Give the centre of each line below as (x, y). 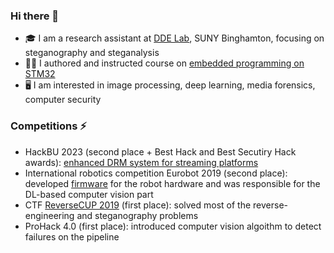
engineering (49, 215)
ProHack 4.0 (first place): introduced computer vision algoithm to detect (173, 226)
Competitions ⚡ (48, 126)
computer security (63, 100)
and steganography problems (137, 215)
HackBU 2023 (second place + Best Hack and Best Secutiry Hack (160, 151)
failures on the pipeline (72, 236)
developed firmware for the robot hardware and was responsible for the (172, 183)
